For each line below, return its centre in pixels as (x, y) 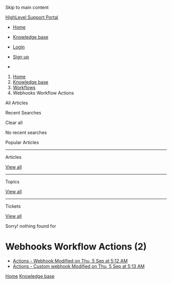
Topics (12, 182)
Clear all (14, 123)
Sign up (21, 57)
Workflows (24, 87)
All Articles (17, 103)
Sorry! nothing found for (31, 226)
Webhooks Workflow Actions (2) (76, 247)
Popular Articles (22, 142)
